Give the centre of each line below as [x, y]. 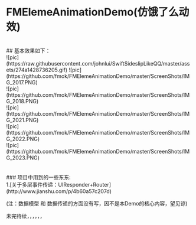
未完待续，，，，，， [26, 216]
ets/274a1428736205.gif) [37, 70]
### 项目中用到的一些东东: [38, 177]
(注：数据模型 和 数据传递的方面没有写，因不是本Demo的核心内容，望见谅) [97, 203]
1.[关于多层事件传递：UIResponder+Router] [58, 184]
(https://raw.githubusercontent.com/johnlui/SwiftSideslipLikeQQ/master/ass [98, 63]
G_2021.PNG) [22, 120]
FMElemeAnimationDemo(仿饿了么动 [98, 12]
